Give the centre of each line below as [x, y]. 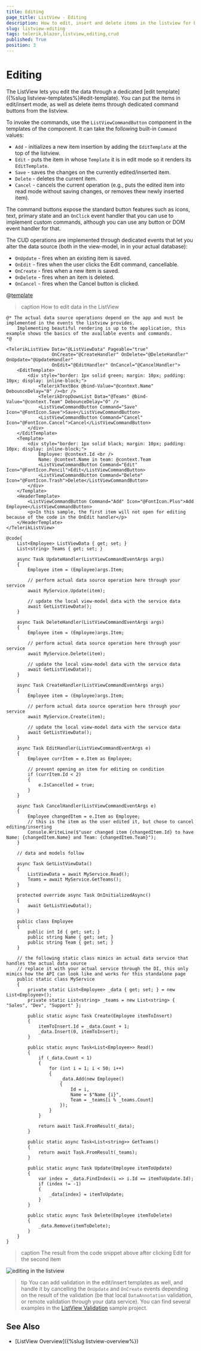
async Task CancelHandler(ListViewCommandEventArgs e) [87, 806]
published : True [26, 40]
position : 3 [21, 46]
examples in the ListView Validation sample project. [84, 1308]
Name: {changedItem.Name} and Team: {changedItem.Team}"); [81, 837]
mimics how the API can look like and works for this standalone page [96, 974]
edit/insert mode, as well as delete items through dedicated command [92, 104]
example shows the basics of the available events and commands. [89, 334]
